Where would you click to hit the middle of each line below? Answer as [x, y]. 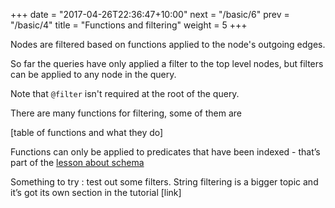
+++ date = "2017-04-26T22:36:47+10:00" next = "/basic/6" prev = [150, 14]
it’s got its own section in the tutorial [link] [96, 192]
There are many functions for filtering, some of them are [126, 113]
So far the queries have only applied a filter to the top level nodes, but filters [167, 63]
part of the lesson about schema [77, 162]
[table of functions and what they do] [87, 132]
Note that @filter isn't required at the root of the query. [125, 93]
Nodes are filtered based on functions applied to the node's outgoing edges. [168, 44]
